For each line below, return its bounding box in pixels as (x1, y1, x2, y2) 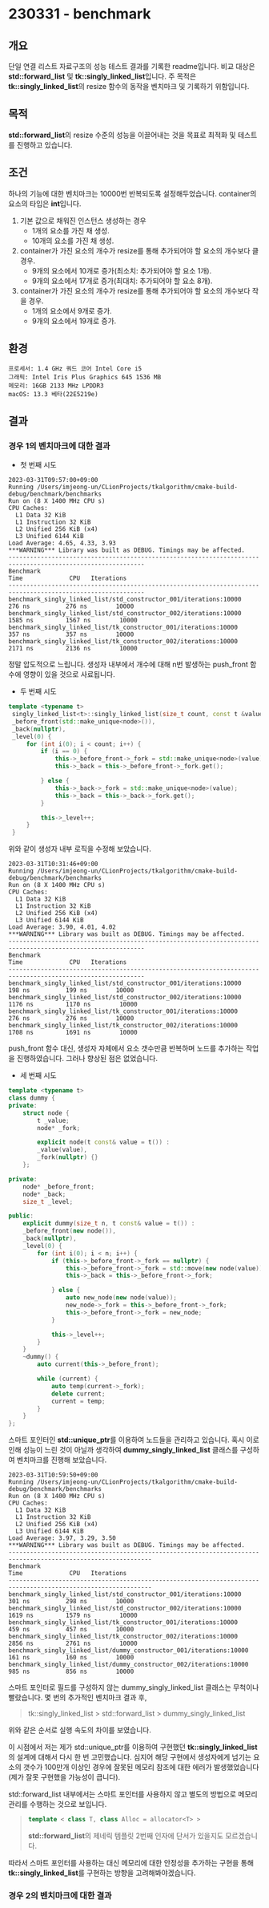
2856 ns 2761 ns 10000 (8, 1639, 138, 1648)
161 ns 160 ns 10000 (8, 1654, 134, 1662)
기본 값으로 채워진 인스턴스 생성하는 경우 (19, 216, 147, 225)
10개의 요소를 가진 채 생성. (31, 236, 114, 245)
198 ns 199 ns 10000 (8, 986, 134, 995)
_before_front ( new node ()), (22, 1227, 116, 1235)
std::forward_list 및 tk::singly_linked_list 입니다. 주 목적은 (8, 71, 197, 81)
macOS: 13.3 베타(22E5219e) (8, 391, 98, 399)
